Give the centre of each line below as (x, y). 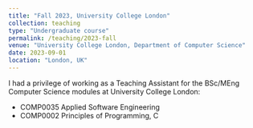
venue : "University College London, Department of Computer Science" (127, 46)
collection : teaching (45, 23)
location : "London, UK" (48, 61)
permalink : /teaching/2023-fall (62, 38)
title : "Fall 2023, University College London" (90, 16)
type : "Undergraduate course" (59, 30)
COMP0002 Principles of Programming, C (89, 115)
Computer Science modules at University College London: (104, 91)
